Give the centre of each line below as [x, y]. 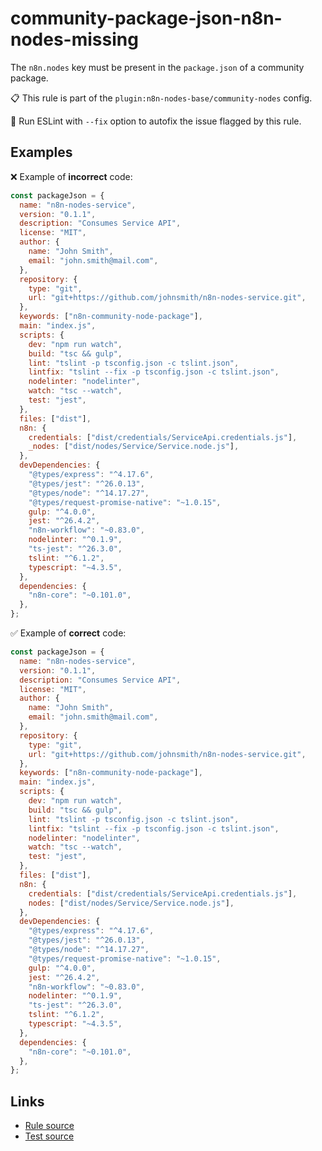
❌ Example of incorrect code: [71, 176]
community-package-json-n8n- [146, 18]
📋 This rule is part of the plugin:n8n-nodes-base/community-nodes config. [161, 98]
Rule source [49, 1126]
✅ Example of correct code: [68, 633]
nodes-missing [74, 39]
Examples [41, 152]
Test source [49, 1136]
